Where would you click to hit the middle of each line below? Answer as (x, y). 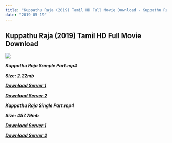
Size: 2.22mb (20, 76)
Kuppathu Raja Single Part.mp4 (40, 105)
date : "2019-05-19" (26, 15)
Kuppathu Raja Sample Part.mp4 (41, 66)
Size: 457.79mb (22, 116)
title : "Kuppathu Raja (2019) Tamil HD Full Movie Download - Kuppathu (83, 10)
